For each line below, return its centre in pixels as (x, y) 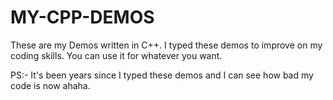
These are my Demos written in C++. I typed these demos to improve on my (166, 45)
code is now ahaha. (50, 85)
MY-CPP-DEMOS (82, 17)
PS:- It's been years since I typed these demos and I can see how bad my (162, 75)
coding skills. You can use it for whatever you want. (116, 55)
